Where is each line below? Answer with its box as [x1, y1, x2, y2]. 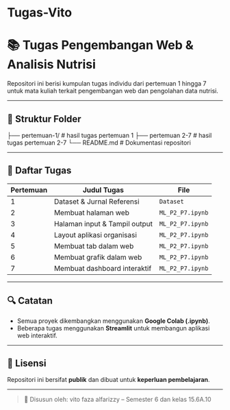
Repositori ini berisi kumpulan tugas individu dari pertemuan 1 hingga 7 [7, 80, 207, 88]
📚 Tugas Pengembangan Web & [7, 38, 194, 53]
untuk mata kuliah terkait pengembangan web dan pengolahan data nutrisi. [7, 87, 219, 95]
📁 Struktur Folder [7, 113, 81, 125]
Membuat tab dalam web [53, 241, 134, 251]
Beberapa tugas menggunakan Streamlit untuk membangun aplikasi [16, 324, 210, 332]
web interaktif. [16, 331, 58, 339]
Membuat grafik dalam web [53, 252, 142, 262]
